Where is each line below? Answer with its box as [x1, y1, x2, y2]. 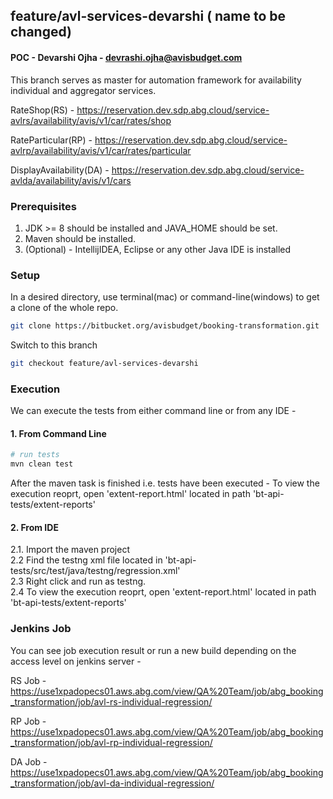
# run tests [10, 450, 60, 460]
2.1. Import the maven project [10, 544, 131, 556]
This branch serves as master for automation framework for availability [10, 74, 302, 86]
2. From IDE [10, 521, 59, 533]
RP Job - [10, 715, 47, 727]
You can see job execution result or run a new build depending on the [10, 644, 297, 656]
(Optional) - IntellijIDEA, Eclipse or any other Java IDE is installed [24, 243, 292, 255]
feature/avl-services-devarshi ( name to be [10, 8, 287, 25]
